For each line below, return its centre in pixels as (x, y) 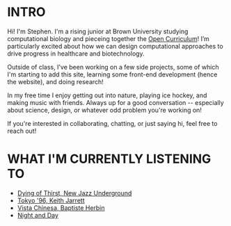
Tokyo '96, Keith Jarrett (51, 200)
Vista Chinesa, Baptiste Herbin (61, 208)
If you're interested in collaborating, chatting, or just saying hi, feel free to (112, 123)
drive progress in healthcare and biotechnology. (76, 54)
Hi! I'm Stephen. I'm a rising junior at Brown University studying (98, 31)
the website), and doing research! (56, 81)
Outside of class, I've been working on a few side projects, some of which (113, 67)
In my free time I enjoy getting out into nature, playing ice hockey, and (107, 95)
